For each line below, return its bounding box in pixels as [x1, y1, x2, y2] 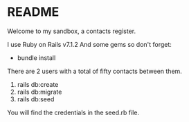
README [7, 4, 60, 20]
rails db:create [17, 80, 59, 88]
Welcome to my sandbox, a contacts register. [7, 27, 136, 35]
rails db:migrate [17, 88, 62, 96]
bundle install [17, 53, 56, 62]
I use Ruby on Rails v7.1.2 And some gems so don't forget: [7, 40, 172, 48]
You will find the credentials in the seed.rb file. [7, 108, 140, 116]
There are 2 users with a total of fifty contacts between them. [7, 67, 182, 75]
